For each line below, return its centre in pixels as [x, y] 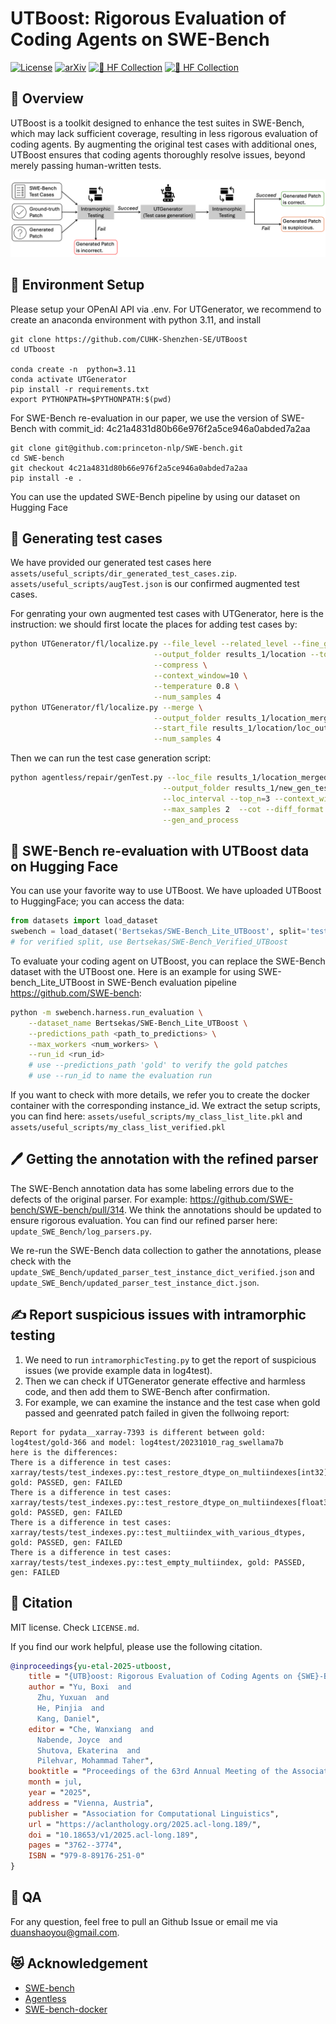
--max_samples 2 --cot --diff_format [243, 809]
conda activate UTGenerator [69, 379]
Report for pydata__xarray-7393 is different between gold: [138, 1432]
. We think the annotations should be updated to [222, 1209]
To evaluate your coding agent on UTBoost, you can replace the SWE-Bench [168, 961]
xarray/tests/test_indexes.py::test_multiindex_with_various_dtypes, [158, 1532]
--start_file [180, 728]
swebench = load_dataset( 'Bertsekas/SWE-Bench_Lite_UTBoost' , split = [158, 932]
